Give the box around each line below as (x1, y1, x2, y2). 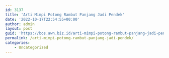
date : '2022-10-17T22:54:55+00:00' (5, 17, 80, 22)
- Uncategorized (14, 45, 49, 50)
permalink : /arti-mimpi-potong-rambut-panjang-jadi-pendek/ (5, 36, 134, 41)
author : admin (5, 21, 35, 27)
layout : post (5, 26, 33, 31)
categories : (5, 40, 30, 45)
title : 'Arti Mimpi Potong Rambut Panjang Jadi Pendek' (5, 12, 125, 17)
